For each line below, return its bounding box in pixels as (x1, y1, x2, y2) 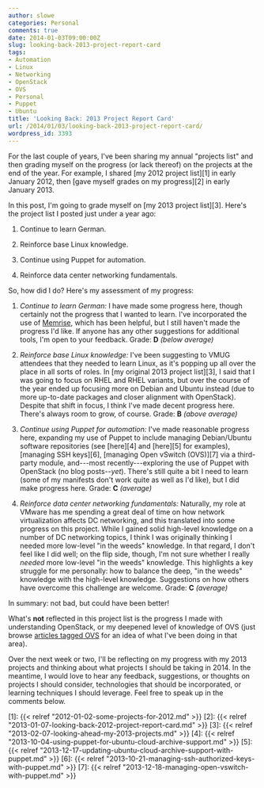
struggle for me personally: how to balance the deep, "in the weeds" (19, 566, 243, 576)
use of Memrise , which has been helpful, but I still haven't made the (19, 318, 241, 327)
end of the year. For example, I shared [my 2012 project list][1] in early (8, 168, 236, 178)
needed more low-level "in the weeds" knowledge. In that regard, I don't (19, 541, 255, 550)
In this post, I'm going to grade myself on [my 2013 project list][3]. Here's (8, 200, 247, 210)
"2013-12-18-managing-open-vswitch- (122, 762, 249, 771)
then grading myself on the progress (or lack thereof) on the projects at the (8, 159, 253, 169)
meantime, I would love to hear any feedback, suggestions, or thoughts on (8, 671, 251, 680)
